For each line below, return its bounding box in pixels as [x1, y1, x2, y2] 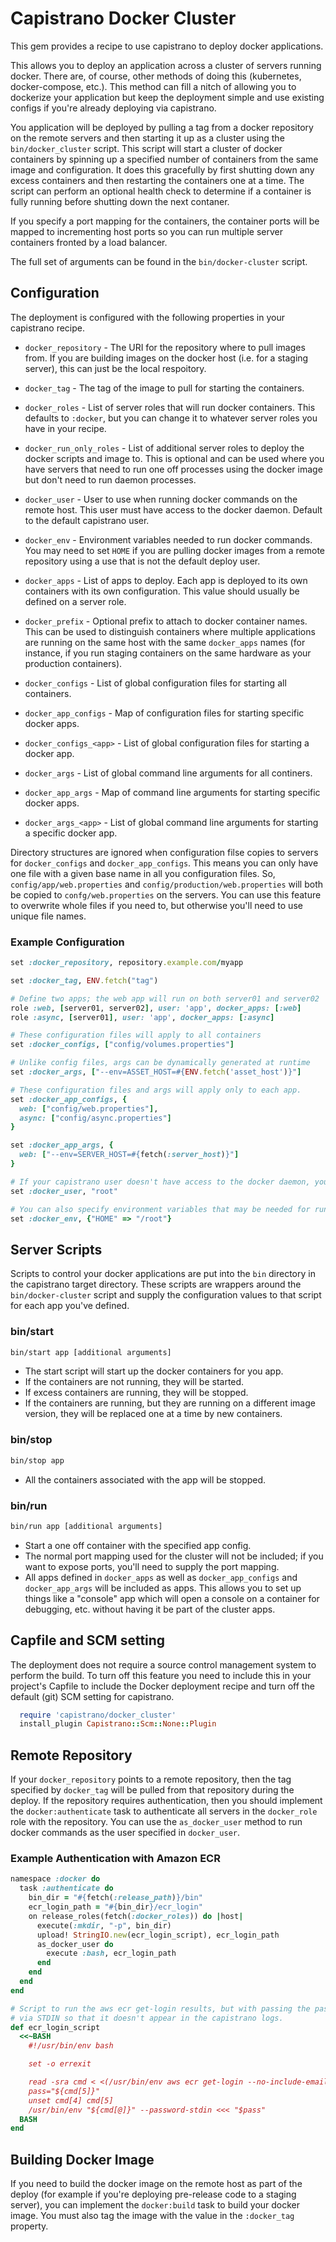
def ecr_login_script [10, 2022, 101, 2032]
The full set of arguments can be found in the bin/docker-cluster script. [10, 255, 308, 267]
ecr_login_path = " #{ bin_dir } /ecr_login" [28, 1902, 203, 1912]
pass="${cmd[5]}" [28, 2086, 101, 2096]
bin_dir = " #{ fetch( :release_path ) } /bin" [28, 1893, 203, 1903]
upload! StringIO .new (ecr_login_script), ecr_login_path [36, 1930, 280, 1940]
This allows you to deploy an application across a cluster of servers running [10, 59, 322, 71]
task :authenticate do [19, 1883, 114, 1894]
